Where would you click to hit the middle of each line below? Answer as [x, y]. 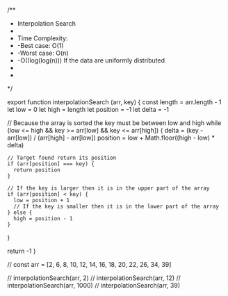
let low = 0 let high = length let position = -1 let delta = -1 [88, 109]
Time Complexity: [42, 38]
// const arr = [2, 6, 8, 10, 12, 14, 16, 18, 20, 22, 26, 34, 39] [89, 264]
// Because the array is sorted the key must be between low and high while [114, 123]
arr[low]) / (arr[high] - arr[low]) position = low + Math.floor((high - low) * [111, 138]
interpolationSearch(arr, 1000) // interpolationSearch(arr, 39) [94, 285]
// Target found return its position [62, 158]
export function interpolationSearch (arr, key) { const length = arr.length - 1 [114, 102]
